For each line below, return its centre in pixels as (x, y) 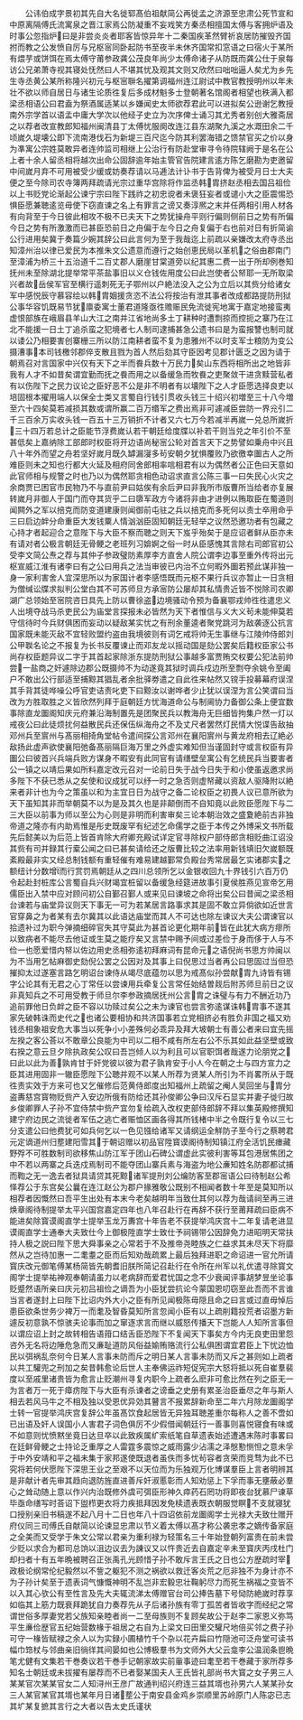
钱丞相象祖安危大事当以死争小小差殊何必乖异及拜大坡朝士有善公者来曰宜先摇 (151, 1029)
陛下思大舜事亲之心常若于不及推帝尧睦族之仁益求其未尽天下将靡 (175, 1243)
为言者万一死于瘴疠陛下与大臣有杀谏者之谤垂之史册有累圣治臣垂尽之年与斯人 (151, 1390)
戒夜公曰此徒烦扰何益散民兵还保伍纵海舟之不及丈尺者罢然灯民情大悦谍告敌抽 (151, 724)
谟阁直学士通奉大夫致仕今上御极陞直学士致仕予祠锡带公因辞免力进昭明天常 (147, 1232)
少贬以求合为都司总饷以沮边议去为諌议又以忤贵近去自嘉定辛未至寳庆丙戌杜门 (151, 1548)
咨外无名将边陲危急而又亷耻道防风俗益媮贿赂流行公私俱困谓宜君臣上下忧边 (147, 1345)
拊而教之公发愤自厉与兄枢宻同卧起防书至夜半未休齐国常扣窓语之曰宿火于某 (147, 47)
